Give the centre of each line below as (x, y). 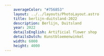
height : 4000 (27, 46)
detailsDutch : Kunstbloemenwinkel (49, 37)
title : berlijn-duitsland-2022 (45, 19)
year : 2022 (25, 28)
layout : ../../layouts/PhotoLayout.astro (56, 14)
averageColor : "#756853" (39, 9)
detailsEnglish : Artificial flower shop (55, 32)
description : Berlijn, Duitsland (48, 23)
